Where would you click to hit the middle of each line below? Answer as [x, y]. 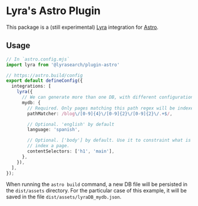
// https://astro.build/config [44, 75]
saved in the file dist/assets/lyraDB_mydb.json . [64, 197]
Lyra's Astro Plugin [53, 11]
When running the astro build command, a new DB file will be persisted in [97, 184]
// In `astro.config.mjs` [38, 59]
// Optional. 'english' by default [71, 124]
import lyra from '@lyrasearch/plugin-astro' [63, 65]
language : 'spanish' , [54, 130]
